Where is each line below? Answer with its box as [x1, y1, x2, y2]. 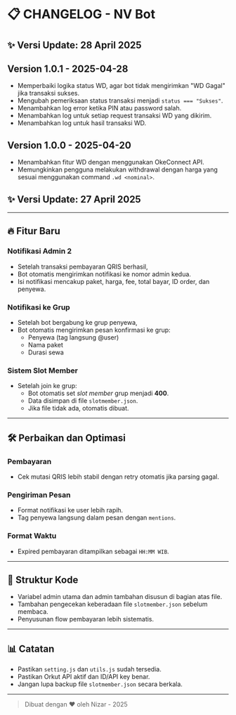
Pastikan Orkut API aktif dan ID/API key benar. [17, 673, 150, 681]
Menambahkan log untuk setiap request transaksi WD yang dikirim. [17, 111, 212, 120]
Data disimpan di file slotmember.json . [27, 397, 138, 405]
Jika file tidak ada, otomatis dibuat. [27, 404, 129, 413]
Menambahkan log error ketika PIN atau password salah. [17, 104, 182, 112]
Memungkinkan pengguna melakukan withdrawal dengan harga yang [17, 165, 218, 174]
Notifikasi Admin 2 [7, 246, 72, 256]
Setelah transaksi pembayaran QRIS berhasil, [17, 262, 148, 271]
